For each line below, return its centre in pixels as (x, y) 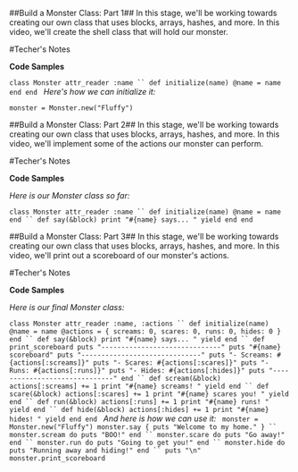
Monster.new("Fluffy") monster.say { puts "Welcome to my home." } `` (143, 427)
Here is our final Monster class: (67, 307)
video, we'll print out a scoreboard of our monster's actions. (120, 255)
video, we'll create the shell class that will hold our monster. (119, 32)
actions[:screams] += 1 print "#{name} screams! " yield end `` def (139, 386)
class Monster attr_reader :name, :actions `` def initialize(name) (139, 324)
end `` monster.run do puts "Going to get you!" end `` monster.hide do (147, 442)
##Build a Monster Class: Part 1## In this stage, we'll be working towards (143, 13)
